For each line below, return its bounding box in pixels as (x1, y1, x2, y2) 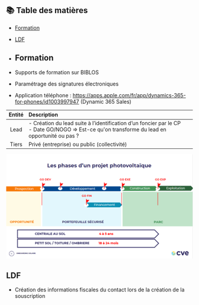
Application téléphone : (14, 91, 72, 99)
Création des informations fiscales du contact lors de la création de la (14, 286, 185, 293)
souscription (14, 292, 46, 299)
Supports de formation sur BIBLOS (14, 68, 99, 76)
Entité (8, 111, 24, 118)
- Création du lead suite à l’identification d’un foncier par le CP (28, 120, 181, 127)
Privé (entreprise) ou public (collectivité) (28, 141, 127, 148)
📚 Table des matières (6, 5, 88, 15)
